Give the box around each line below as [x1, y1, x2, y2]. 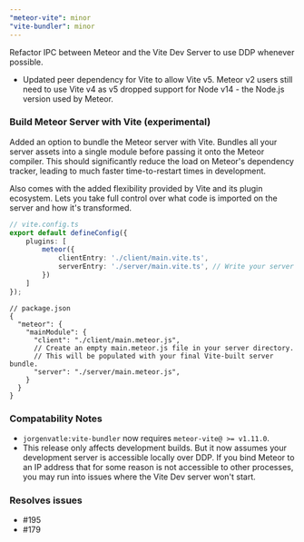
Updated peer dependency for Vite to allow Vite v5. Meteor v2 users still [22, 74, 293, 84]
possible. [9, 56, 44, 67]
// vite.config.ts [9, 220, 79, 229]
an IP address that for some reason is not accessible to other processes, [22, 461, 294, 472]
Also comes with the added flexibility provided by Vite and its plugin [9, 182, 263, 193]
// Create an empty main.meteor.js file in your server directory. [33, 343, 295, 352]
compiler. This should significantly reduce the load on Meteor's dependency [9, 155, 295, 166]
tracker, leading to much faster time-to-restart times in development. [9, 165, 266, 176]
